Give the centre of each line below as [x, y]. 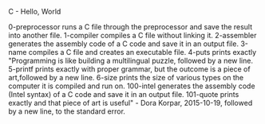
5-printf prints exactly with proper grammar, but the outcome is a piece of [129, 69]
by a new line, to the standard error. [67, 111]
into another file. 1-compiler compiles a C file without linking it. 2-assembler [132, 35]
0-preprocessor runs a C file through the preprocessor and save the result [131, 27]
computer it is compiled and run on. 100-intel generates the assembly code [132, 86]
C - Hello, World [35, 12]
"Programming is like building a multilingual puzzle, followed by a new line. [131, 60]
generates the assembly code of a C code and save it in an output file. [124, 44]
